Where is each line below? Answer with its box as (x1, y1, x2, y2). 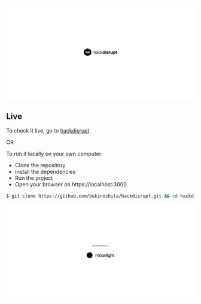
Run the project (14, 174, 53, 182)
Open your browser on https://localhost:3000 (14, 181, 127, 188)
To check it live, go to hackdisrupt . (6, 127, 92, 134)
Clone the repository (14, 162, 66, 169)
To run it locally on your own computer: (6, 151, 103, 158)
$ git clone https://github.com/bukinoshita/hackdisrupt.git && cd (6, 193, 178, 199)
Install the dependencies (14, 168, 76, 176)
